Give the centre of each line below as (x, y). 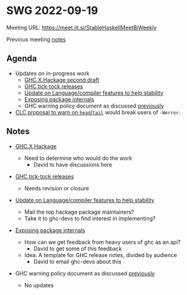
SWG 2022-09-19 (52, 11)
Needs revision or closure (57, 188)
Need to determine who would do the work (78, 158)
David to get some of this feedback (78, 249)
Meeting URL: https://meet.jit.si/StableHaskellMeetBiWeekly (82, 27)
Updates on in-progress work (52, 73)
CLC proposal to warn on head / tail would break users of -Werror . (98, 112)
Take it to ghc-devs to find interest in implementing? (90, 218)
